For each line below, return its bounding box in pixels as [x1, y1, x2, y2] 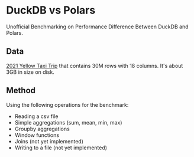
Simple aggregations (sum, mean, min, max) [14, 119, 122, 126]
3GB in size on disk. [6, 68, 54, 76]
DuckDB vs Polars [6, 4, 96, 17]
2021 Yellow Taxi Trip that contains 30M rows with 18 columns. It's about [6, 62, 183, 69]
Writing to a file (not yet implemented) [14, 144, 108, 151]
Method [6, 86, 36, 96]
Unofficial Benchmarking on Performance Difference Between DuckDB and [6, 23, 189, 30]
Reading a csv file [14, 113, 59, 120]
